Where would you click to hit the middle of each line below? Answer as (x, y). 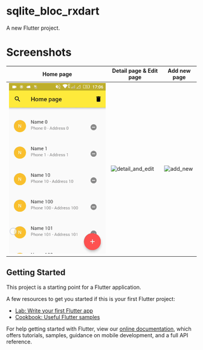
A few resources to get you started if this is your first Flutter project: (91, 299)
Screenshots (39, 52)
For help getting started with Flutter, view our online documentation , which (99, 329)
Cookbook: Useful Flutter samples (57, 317)
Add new (179, 71)
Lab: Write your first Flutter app (54, 311)
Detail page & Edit (135, 71)
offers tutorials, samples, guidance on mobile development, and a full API (97, 335)
